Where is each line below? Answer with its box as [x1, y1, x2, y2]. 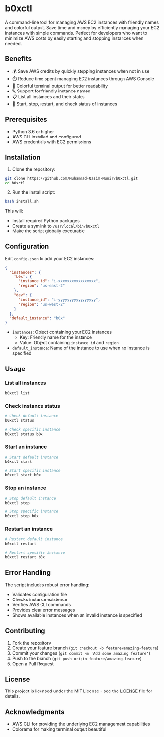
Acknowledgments [5, 708, 65, 716]
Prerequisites [5, 115, 47, 124]
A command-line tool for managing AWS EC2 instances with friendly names [5, 19, 159, 25]
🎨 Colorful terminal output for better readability [12, 83, 108, 89]
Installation [5, 153, 41, 161]
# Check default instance [5, 414, 58, 418]
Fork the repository [12, 640, 52, 645]
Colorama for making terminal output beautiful [12, 726, 107, 732]
